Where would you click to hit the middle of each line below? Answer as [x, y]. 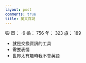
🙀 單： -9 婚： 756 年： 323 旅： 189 [43, 33]
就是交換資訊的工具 [32, 43]
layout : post [18, 10]
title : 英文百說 [20, 19]
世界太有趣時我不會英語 [36, 56]
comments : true [21, 14]
